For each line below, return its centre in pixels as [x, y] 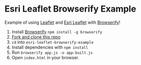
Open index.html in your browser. [45, 57]
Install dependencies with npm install [50, 47]
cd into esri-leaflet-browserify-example [53, 42]
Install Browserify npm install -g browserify [57, 32]
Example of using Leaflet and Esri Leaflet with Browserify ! [62, 22]
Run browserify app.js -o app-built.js [52, 52]
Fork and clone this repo [36, 37]
